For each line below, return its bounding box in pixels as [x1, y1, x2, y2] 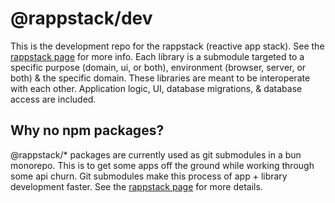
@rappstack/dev [10, 7, 153, 30]
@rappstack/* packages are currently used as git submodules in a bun [10, 148, 302, 161]
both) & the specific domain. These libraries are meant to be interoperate [10, 72, 311, 84]
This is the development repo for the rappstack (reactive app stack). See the [10, 40, 325, 52]
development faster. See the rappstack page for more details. [10, 180, 263, 192]
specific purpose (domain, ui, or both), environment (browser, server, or [10, 61, 307, 73]
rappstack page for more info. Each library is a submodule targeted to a [10, 50, 305, 62]
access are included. [10, 93, 97, 105]
